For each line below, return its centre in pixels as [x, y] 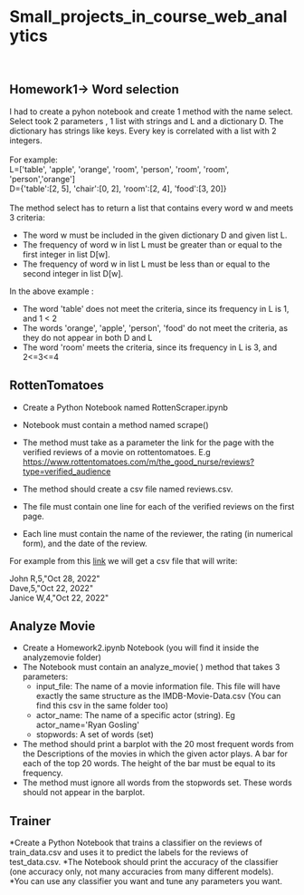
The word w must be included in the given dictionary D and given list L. [155, 235]
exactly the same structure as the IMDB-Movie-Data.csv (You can [158, 696]
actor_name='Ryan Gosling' [88, 725]
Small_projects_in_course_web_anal [148, 17]
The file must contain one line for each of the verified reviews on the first [158, 506]
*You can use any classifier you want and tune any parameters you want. [146, 881]
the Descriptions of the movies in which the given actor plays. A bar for [155, 754]
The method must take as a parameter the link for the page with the [148, 443]
